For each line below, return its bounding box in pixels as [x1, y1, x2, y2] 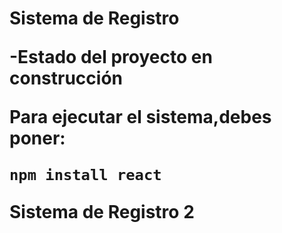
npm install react [9, 166, 162, 185]
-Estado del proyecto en [9, 46, 213, 69]
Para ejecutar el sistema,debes [9, 106, 272, 129]
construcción [9, 67, 123, 90]
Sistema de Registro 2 [9, 201, 195, 224]
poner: [9, 127, 66, 150]
